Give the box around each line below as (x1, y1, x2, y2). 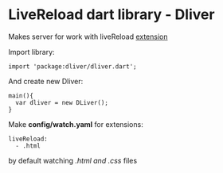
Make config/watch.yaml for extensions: (8, 119, 143, 129)
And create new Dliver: (8, 76, 84, 86)
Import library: (8, 47, 55, 56)
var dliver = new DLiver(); (15, 98, 109, 106)
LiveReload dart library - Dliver (8, 6, 215, 24)
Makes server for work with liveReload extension (8, 32, 168, 41)
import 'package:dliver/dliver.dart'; (8, 62, 137, 71)
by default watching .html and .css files (8, 156, 138, 165)
